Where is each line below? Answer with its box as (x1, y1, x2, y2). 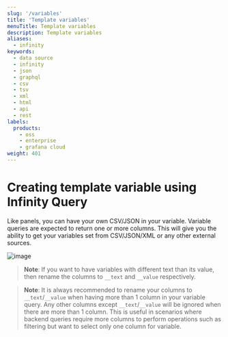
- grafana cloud (19, 144, 66, 151)
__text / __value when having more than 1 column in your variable (23, 292, 206, 301)
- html (13, 99, 32, 106)
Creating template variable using (7, 179, 197, 195)
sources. (7, 238, 32, 247)
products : (13, 125, 41, 132)
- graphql (13, 73, 41, 81)
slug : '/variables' (7, 10, 63, 17)
